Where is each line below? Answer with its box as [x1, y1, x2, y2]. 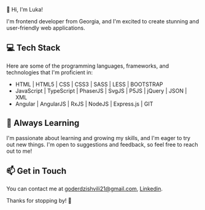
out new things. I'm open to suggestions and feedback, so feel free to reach [6, 141, 198, 148]
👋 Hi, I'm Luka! [6, 6, 43, 13]
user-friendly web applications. [6, 25, 85, 31]
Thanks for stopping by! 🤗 [6, 197, 72, 204]
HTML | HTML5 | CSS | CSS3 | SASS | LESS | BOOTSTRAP [15, 80, 163, 88]
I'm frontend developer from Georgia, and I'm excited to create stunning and [6, 18, 199, 25]
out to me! [6, 147, 33, 155]
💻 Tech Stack [6, 43, 61, 53]
